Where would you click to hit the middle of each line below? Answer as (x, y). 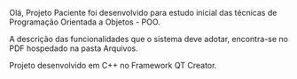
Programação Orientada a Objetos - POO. (85, 22)
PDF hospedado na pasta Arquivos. (74, 48)
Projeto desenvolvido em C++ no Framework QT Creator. (113, 65)
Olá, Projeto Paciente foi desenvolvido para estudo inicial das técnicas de (143, 13)
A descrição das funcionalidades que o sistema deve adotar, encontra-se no (148, 39)
